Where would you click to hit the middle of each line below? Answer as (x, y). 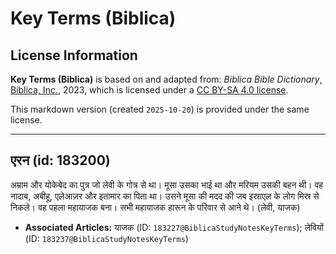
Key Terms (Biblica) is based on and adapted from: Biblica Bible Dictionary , (166, 79)
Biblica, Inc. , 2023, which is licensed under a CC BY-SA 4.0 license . (149, 90)
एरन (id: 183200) (60, 160)
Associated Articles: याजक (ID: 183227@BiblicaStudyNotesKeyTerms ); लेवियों (174, 227)
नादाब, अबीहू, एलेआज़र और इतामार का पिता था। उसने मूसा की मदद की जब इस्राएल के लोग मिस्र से (165, 196)
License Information (74, 55)
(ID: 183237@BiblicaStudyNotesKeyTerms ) (106, 238)
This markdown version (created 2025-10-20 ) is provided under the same (160, 109)
